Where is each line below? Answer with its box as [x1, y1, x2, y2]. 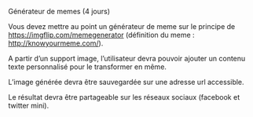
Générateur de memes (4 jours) [8, 7, 111, 16]
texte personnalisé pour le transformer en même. [8, 62, 167, 71]
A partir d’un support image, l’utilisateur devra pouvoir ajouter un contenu [8, 54, 246, 63]
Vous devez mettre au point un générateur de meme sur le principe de [8, 22, 236, 31]
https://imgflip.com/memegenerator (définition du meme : [8, 31, 195, 39]
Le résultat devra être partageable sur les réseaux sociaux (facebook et [8, 93, 240, 101]
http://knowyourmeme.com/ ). [8, 38, 104, 48]
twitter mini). [8, 101, 49, 110]
